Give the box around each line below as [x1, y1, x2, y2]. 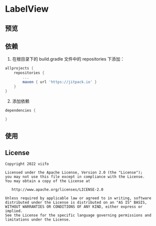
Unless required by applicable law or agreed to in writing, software [5, 196, 152, 201]
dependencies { [5, 108, 36, 113]
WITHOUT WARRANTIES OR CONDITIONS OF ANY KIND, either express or [5, 204, 143, 209]
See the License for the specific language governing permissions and [5, 213, 152, 218]
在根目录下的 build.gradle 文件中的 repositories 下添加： [12, 56, 125, 62]
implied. [5, 209, 23, 214]
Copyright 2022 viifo [5, 161, 49, 167]
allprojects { [5, 66, 34, 71]
